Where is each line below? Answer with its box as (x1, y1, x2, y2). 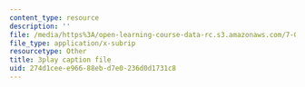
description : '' (9, 22, 71, 31)
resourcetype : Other (9, 47, 88, 56)
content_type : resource (9, 13, 100, 23)
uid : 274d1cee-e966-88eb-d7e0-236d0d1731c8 (9, 64, 177, 73)
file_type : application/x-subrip (9, 38, 136, 48)
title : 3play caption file (9, 55, 112, 64)
